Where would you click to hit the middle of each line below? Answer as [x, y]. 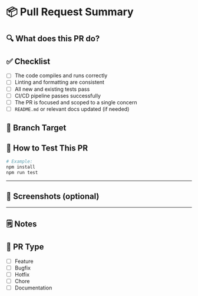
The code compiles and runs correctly [61, 75]
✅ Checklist [28, 61]
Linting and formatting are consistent [60, 82]
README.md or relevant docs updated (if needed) [72, 109]
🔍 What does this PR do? [53, 39]
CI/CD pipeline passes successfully [58, 96]
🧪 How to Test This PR [47, 148]
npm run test [22, 172]
